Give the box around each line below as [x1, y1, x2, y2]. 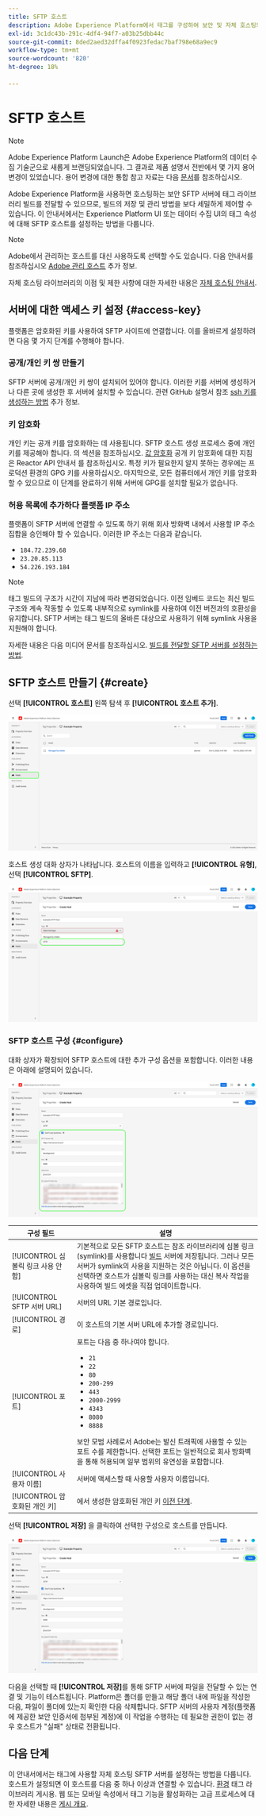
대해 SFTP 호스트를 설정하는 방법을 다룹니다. [16, 218, 154, 228]
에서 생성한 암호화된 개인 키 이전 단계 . [76, 1497, 192, 1506]
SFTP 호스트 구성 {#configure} [8, 1035, 124, 1047]
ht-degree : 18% [8, 64, 59, 71]
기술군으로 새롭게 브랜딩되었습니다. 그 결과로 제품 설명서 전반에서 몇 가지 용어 [16, 162, 256, 172]
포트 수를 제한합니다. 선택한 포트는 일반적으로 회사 [76, 1446, 231, 1456]
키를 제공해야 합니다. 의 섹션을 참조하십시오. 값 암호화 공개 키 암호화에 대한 [8, 449, 238, 458]
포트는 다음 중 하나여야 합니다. [76, 1336, 169, 1346]
